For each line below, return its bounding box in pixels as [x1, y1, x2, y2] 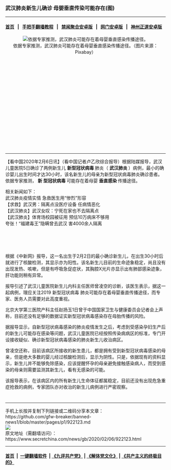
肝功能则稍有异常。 [5, 272, 46, 278]
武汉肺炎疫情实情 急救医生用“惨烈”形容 [5, 195, 87, 201]
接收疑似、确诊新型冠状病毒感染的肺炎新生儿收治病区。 [9, 336, 126, 343]
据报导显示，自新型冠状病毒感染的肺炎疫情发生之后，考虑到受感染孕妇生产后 [5, 323, 166, 330]
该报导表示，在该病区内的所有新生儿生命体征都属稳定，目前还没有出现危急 [5, 377, 161, 384]
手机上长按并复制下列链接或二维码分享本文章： [5, 408, 103, 414]
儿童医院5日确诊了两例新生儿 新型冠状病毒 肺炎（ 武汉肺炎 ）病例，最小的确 [5, 165, 164, 171]
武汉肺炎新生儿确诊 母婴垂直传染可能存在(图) [5, 4, 115, 11]
